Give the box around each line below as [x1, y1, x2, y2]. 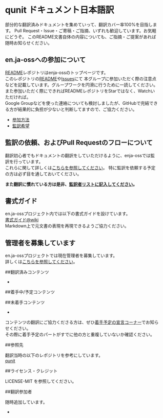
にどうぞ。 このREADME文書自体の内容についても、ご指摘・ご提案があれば [5, 34, 156, 40]
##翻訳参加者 [5, 389, 32, 395]
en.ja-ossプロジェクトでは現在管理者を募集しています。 [5, 253, 118, 258]
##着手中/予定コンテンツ [5, 289, 55, 295]
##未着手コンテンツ [5, 300, 45, 305]
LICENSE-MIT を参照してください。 [5, 378, 77, 384]
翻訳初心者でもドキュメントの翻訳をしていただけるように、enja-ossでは [5, 152, 151, 158]
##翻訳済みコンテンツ [5, 269, 49, 275]
